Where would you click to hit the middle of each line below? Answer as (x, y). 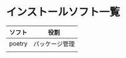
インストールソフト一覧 (63, 12)
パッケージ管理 (54, 44)
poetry (18, 43)
